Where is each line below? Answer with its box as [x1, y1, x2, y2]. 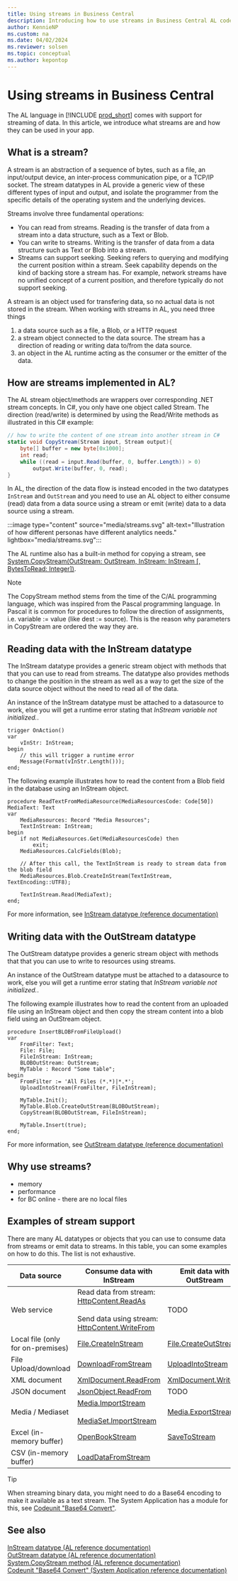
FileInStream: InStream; [20, 1053, 93, 1060]
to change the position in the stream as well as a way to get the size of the [7, 677, 225, 685]
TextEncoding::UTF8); [7, 879, 72, 886]
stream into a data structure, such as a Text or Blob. [17, 230, 169, 239]
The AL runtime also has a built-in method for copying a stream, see [7, 550, 206, 558]
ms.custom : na [7, 30, 50, 38]
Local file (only [11, 1334, 60, 1344]
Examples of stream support [7, 1215, 136, 1227]
